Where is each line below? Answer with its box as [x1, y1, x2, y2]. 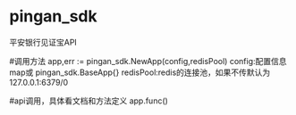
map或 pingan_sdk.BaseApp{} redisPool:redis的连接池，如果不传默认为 [9, 67, 271, 78]
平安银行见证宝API [9, 37, 78, 47]
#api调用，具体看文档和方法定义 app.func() [9, 95, 168, 106]
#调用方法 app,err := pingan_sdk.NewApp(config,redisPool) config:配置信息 [9, 55, 288, 66]
